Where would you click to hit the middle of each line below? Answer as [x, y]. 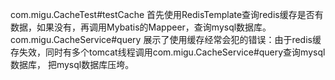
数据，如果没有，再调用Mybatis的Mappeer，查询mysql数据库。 [141, 27]
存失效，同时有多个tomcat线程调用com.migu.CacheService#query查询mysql [168, 52]
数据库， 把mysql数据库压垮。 [72, 64]
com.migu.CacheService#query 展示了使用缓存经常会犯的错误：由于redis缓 [166, 39]
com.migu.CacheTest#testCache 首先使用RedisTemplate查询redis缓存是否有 [167, 14]
